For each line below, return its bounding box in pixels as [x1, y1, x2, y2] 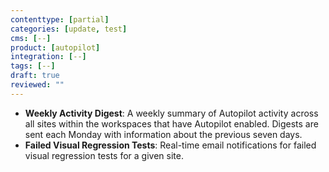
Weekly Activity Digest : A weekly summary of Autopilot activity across [24, 107, 319, 119]
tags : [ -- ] [10, 61, 56, 71]
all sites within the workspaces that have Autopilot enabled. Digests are [24, 117, 319, 130]
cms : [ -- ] [10, 33, 52, 43]
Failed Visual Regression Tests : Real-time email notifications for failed [24, 139, 317, 151]
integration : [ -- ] [10, 52, 87, 62]
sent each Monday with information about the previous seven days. [24, 128, 303, 140]
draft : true [10, 71, 60, 81]
